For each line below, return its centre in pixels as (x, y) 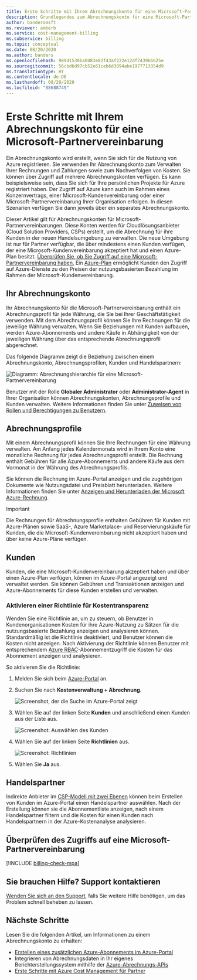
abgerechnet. (22, 345)
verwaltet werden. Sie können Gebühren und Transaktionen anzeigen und (95, 584)
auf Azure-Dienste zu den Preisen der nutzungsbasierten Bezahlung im (92, 269)
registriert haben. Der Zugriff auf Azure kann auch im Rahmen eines (88, 189)
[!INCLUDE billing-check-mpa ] (43, 863)
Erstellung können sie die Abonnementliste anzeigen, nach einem (85, 809)
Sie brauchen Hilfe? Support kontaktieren (84, 882)
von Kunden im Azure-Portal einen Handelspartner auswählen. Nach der (94, 803)
